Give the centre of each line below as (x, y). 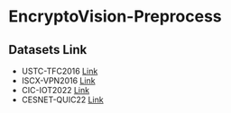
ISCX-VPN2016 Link (58, 81)
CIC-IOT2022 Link (55, 90)
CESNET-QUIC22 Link (63, 100)
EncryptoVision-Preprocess (115, 17)
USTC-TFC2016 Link (60, 71)
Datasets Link (48, 50)
